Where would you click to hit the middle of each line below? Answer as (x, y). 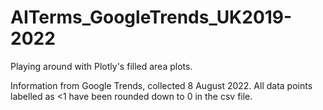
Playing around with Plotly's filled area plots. (101, 66)
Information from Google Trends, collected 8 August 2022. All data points (161, 85)
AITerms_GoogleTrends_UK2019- (151, 17)
